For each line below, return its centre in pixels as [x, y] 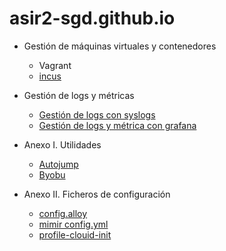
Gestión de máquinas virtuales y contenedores [120, 46]
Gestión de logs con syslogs [97, 114]
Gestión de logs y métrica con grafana [117, 125]
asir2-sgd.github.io [92, 18]
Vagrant [55, 65]
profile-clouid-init [75, 234]
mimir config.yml [73, 224]
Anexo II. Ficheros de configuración [97, 194]
